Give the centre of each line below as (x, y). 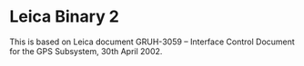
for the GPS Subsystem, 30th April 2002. (86, 51)
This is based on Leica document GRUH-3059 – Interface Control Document (152, 42)
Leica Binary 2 (65, 17)
